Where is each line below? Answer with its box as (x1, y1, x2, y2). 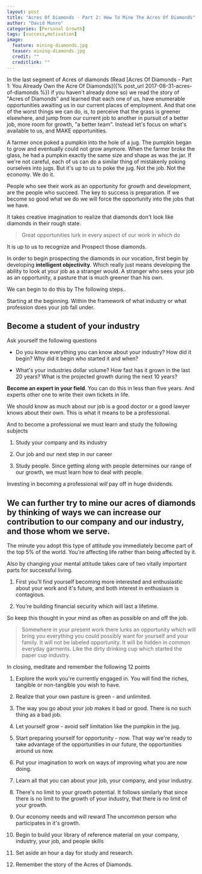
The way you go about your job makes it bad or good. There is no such (15, 705, 192, 712)
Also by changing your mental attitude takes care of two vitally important (7, 560, 187, 567)
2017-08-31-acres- (144, 82, 192, 89)
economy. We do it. (7, 170, 55, 178)
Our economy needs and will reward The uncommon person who (15, 813, 177, 820)
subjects (7, 427, 28, 434)
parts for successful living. (7, 567, 73, 574)
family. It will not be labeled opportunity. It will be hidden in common (21, 639, 191, 646)
